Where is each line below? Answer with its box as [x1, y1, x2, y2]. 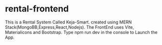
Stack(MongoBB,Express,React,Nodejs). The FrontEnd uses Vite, [5, 24, 134, 30]
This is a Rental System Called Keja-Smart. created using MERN [5, 19, 132, 25]
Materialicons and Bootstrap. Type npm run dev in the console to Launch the [5, 29, 158, 35]
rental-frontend [5, 3, 69, 14]
